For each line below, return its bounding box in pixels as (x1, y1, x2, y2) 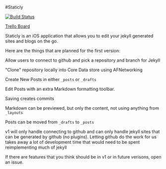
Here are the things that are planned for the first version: (5, 48, 120, 53)
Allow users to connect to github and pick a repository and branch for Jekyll (5, 57, 161, 63)
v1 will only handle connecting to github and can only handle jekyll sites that (5, 128, 160, 134)
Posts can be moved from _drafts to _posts (5, 119, 94, 125)
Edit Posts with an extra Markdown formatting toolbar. (5, 86, 115, 92)
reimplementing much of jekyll (5, 144, 67, 150)
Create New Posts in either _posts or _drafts (5, 77, 97, 82)
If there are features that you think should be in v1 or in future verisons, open (5, 154, 162, 160)
